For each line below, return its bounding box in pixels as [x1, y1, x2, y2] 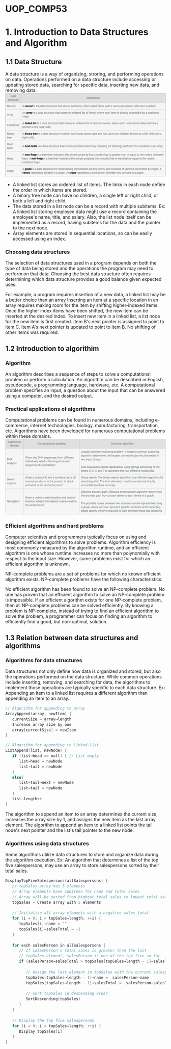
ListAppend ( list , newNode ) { [5, 748, 67, 753]
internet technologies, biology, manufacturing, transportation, [30, 423, 159, 429]
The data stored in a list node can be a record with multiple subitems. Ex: [12, 203, 166, 209]
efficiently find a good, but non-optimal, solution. [5, 619, 108, 625]
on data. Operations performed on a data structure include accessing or [5, 76, 156, 83]
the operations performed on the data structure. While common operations [5, 674, 162, 680]
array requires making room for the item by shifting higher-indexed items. [5, 302, 159, 308]
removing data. [5, 87, 37, 93]
